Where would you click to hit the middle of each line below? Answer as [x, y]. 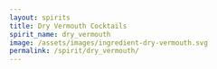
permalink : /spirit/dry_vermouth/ [75, 51]
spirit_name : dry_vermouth [60, 34]
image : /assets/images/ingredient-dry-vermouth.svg [108, 43]
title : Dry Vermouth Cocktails [68, 26]
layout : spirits [40, 17]
